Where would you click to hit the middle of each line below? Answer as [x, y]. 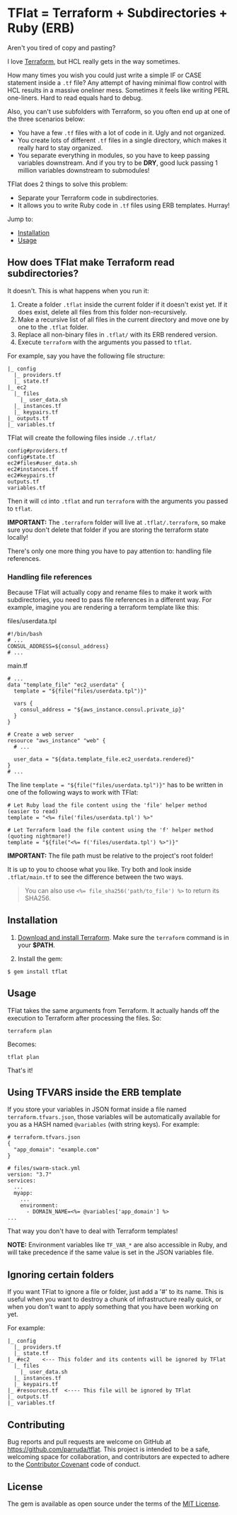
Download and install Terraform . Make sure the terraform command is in [123, 937]
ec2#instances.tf [33, 469]
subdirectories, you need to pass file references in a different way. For [110, 600]
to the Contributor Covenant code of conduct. [74, 1465]
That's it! [20, 1070]
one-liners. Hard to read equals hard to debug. [75, 98]
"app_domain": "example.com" [57, 1150]
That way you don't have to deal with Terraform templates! [93, 1231]
